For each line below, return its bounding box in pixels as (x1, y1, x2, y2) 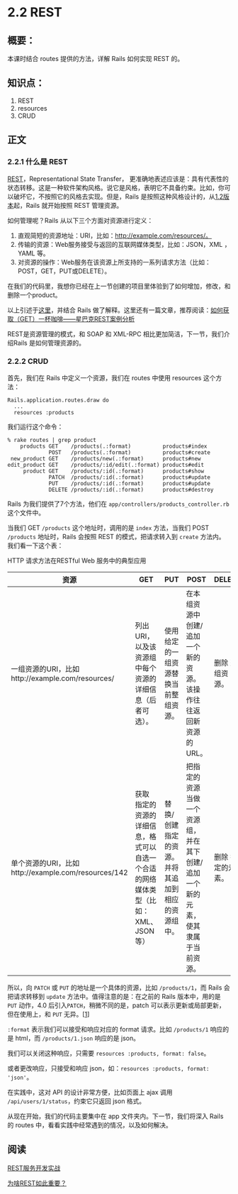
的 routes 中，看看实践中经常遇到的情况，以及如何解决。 (7, 1120, 172, 1129)
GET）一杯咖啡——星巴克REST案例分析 (19, 314, 135, 323)
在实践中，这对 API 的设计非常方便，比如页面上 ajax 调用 (7, 1088, 173, 1096)
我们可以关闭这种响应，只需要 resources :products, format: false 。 (7, 1049, 210, 1057)
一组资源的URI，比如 (11, 664, 80, 674)
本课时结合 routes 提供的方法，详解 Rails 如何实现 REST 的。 (7, 55, 184, 62)
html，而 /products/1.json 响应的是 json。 (15, 1034, 140, 1042)
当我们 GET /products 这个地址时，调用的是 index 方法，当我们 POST (7, 523, 210, 532)
